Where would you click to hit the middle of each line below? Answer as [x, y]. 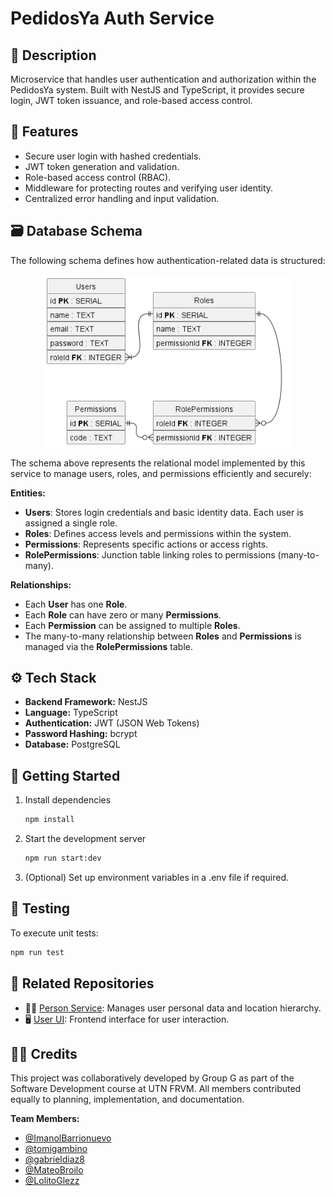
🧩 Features [44, 132]
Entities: [28, 493]
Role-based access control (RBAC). [98, 177]
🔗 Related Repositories [82, 983]
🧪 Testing [40, 908]
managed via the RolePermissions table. [108, 646]
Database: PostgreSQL [72, 744]
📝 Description [53, 55]
